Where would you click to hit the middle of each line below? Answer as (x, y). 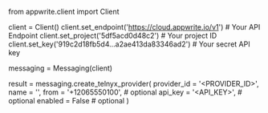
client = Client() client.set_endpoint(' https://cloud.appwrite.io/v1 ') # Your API (134, 27)
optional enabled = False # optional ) (69, 101)
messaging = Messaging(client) (61, 68)
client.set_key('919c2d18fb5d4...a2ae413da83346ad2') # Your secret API (129, 44)
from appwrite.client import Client (64, 12)
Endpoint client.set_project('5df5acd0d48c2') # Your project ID (113, 36)
